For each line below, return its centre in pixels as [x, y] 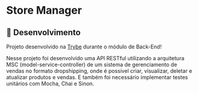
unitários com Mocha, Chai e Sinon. [50, 83]
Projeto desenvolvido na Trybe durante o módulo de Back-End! [84, 46]
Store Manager [44, 10]
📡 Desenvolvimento [43, 32]
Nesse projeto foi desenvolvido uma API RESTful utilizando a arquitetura [95, 58]
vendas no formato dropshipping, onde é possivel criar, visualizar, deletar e [99, 71]
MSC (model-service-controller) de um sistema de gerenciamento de [92, 64]
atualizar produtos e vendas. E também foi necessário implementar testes [97, 77]
